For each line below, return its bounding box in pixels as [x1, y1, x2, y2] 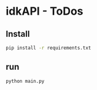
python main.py [6, 78, 45, 84]
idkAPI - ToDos [6, 4, 83, 18]
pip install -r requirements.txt [6, 45, 91, 51]
